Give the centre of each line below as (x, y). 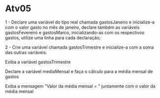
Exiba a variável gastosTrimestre (38, 62)
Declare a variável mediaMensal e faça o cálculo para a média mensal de (79, 71)
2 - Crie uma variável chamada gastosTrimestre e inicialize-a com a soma (80, 47)
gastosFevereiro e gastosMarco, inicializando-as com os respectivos (75, 32)
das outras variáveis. (26, 52)
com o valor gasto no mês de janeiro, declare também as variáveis (72, 27)
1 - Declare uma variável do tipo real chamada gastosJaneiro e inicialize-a (80, 22)
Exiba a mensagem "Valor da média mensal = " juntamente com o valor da (80, 86)
